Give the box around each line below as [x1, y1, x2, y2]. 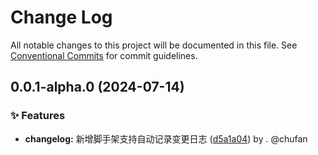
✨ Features [10, 109, 66, 123]
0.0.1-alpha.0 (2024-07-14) [10, 79, 185, 96]
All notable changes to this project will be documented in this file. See [10, 39, 298, 51]
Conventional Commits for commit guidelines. [10, 49, 198, 61]
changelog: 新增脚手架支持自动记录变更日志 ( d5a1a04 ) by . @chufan [24, 132, 308, 145]
